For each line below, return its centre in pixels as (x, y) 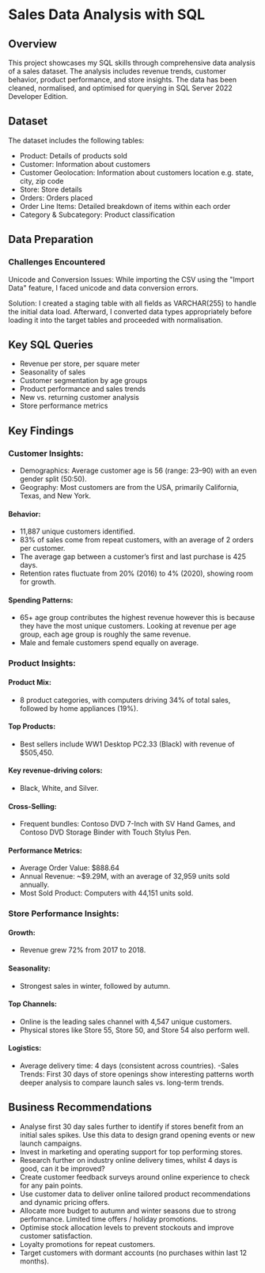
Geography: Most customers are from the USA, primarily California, (129, 487)
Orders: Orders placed (56, 198)
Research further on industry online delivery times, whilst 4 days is (128, 1160)
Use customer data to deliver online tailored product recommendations (135, 1194)
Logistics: (25, 1048)
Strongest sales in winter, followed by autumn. (95, 986)
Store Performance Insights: (64, 914)
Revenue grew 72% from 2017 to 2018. (83, 950)
